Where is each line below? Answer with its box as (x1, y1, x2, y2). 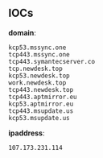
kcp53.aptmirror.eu (8, 100, 74, 108)
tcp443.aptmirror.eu (8, 93, 78, 101)
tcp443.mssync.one (8, 50, 70, 59)
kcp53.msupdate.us (8, 114, 70, 122)
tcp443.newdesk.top (8, 85, 74, 94)
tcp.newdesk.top (8, 64, 63, 73)
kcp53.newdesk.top (8, 72, 70, 80)
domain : (8, 27, 36, 37)
